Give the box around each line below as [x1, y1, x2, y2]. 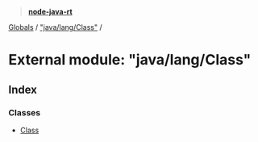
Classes [8, 106, 41, 118]
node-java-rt [27, 7, 73, 16]
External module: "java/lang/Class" [8, 51, 252, 69]
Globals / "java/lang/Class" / [8, 23, 102, 31]
